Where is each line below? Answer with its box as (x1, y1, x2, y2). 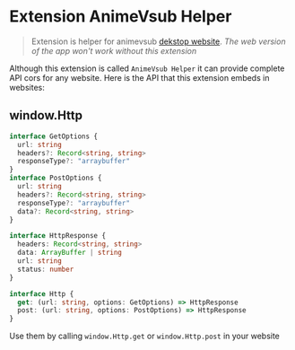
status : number (17, 265, 74, 274)
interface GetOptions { (9, 132, 99, 141)
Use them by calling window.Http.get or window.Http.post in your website (9, 330, 281, 342)
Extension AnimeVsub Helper (9, 6, 232, 27)
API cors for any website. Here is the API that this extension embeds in (9, 72, 270, 83)
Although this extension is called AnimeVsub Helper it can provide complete (9, 63, 285, 74)
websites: (9, 82, 45, 92)
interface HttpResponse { (9, 232, 106, 241)
